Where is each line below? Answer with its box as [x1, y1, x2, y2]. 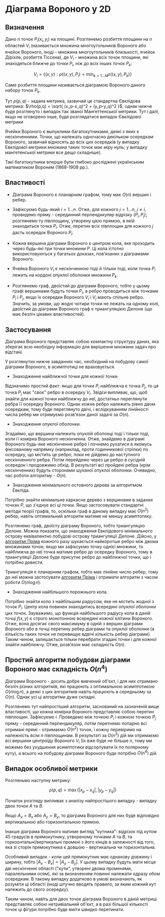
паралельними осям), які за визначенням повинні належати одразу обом [5, 871, 160, 877]
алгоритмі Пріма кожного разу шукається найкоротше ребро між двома [5, 539, 159, 544]
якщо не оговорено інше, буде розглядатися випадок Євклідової [5, 113, 142, 119]
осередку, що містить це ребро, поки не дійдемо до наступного [5, 451, 140, 457]
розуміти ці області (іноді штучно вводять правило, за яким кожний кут [5, 881, 156, 887]
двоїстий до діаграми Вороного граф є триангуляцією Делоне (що [12, 306, 153, 312]
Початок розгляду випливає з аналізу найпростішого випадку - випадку [5, 798, 157, 804]
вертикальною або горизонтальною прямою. [5, 819, 100, 825]
